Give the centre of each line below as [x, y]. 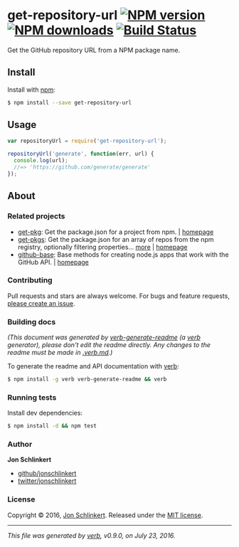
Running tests [32, 397]
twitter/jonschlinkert [47, 481]
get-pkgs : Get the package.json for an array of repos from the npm [116, 239]
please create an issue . [42, 303]
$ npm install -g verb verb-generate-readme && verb [87, 379]
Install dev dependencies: [45, 413]
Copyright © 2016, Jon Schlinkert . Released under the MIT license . [105, 515]
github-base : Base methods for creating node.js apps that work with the [123, 254]
